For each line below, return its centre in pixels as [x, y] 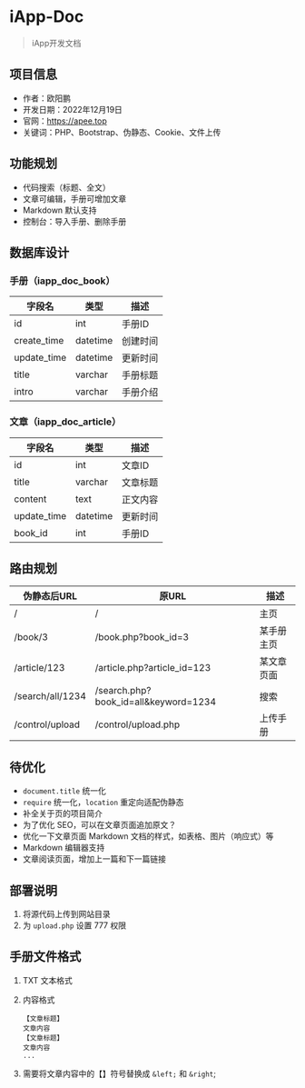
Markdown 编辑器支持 [64, 848]
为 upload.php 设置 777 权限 [74, 925]
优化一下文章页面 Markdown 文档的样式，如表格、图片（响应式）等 [148, 836]
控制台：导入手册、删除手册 [74, 221]
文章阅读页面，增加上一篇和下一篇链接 [94, 859]
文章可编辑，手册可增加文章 [74, 198]
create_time [39, 341]
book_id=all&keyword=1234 [155, 702]
